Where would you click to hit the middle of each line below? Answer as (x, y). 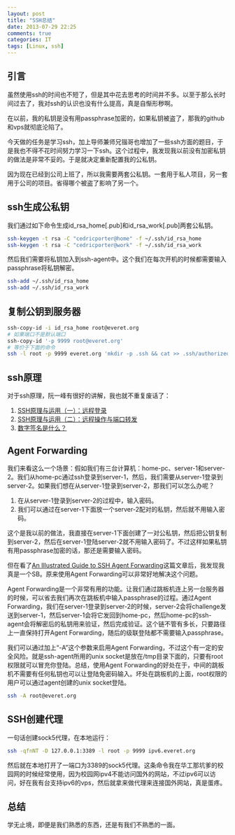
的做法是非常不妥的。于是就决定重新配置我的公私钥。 (84, 159)
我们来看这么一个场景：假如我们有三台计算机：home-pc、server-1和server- (116, 468)
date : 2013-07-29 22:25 (42, 27)
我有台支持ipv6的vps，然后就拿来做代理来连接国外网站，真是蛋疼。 (129, 783)
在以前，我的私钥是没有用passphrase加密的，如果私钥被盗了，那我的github (116, 118)
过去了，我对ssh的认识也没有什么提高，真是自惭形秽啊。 (95, 103)
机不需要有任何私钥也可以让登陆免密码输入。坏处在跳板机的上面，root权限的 (117, 673)
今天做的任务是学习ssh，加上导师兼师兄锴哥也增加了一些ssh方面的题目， (113, 141)
